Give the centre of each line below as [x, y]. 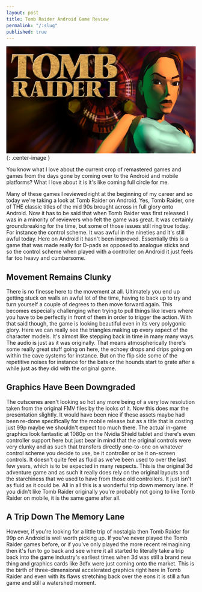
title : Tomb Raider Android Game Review [58, 19]
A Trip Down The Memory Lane [66, 517]
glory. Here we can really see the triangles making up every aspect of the [97, 330]
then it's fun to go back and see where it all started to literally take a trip [95, 550]
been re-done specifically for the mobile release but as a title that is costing [100, 421]
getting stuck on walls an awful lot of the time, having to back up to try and [99, 298]
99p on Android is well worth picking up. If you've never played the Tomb [97, 538]
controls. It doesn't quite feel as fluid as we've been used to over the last [96, 459]
